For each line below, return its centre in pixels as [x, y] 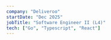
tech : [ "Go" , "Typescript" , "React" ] [53, 28]
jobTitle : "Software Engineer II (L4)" [56, 22]
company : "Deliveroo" [33, 11]
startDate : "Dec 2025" [34, 17]
